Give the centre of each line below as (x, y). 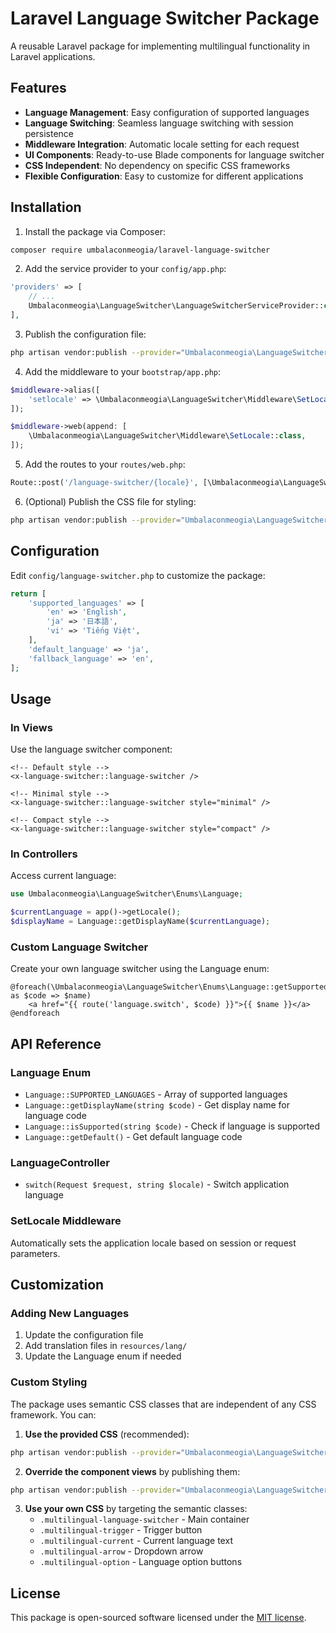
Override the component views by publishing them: (132, 1471)
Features (38, 88)
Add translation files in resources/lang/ (106, 1346)
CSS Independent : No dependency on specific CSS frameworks (157, 165)
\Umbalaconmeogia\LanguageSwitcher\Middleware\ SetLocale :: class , (167, 436)
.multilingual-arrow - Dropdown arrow (121, 1551)
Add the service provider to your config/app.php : (125, 269)
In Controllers (44, 854)
